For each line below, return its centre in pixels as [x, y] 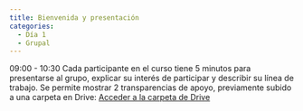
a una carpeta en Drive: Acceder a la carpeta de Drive [110, 97]
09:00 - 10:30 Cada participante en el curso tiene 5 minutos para [130, 69]
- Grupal [34, 43]
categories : [32, 26]
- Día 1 [32, 34]
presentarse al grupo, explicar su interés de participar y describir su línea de [151, 79]
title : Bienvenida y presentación [75, 18]
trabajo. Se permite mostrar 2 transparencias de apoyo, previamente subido [151, 88]
